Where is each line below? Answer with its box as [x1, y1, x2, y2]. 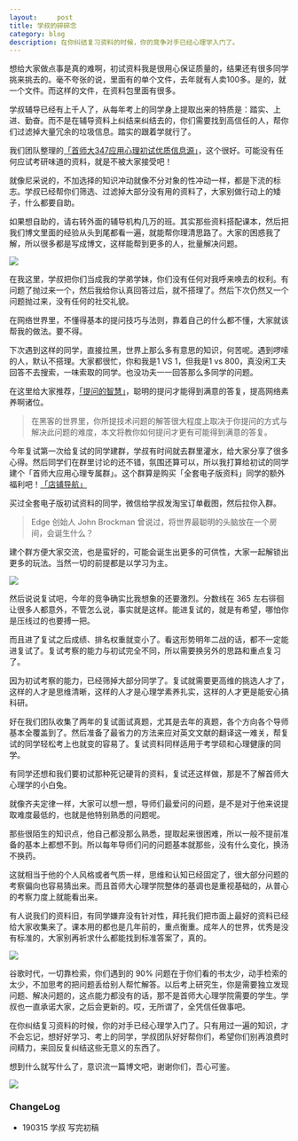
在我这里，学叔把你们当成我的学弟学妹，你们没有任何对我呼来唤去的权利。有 [9, 274, 289, 285]
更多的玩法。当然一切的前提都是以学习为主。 [9, 558, 173, 569]
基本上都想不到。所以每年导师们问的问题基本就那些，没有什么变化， [24, 839, 273, 850]
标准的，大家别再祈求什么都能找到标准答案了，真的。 [16, 932, 211, 943]
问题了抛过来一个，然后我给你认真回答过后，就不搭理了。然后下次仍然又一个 [9, 285, 289, 295]
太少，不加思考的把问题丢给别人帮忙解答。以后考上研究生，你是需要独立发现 [9, 980, 289, 990]
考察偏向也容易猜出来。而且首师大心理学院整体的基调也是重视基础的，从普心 [9, 880, 289, 892]
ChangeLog [9, 1101, 60, 1113]
